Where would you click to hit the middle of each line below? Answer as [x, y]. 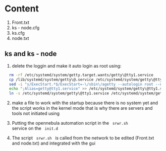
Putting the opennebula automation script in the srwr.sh [70, 123]
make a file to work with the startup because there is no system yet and [85, 103]
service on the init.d [35, 128]
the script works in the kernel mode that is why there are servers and [82, 108]
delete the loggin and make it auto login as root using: [67, 66]
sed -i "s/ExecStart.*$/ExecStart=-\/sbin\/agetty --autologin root [81, 84]
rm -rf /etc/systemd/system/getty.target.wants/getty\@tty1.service [81, 75]
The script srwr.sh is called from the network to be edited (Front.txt [83, 138]
